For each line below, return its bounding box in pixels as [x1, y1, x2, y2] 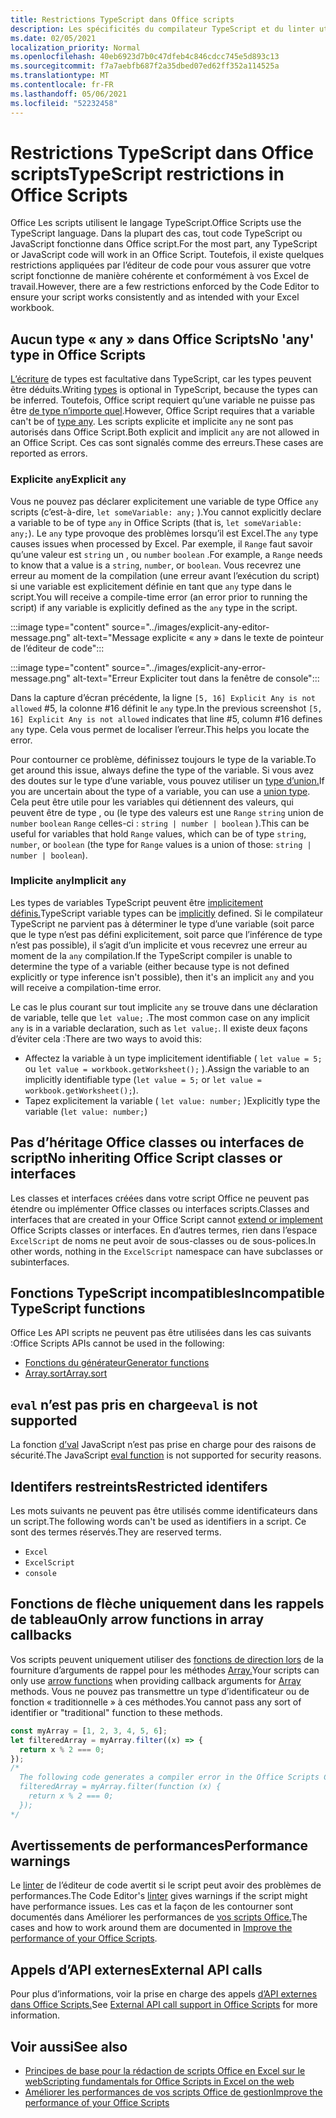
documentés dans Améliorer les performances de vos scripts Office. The [10, 1911, 308, 1923]
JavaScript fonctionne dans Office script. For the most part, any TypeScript [10, 238, 318, 250]
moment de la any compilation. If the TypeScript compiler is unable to [10, 949, 293, 961]
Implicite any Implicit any [10, 874, 127, 888]
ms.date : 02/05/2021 [10, 33, 97, 43]
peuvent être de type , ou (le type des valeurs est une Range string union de [10, 806, 324, 818]
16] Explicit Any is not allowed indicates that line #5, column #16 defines [10, 712, 323, 725]
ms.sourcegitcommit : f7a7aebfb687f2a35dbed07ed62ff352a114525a [10, 61, 280, 71]
